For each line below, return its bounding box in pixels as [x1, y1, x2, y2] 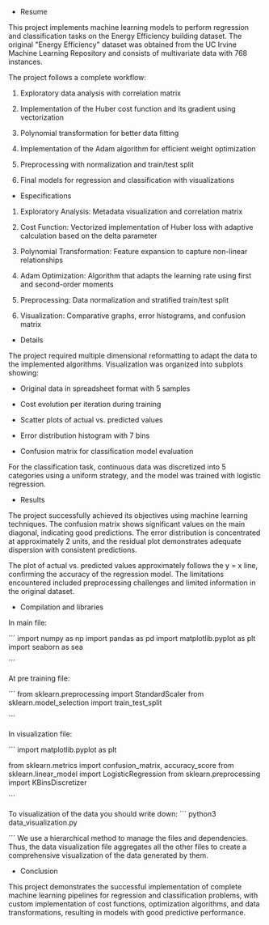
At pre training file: [8, 673, 70, 683]
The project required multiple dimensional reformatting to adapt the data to [8, 351, 258, 360]
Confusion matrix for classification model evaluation [19, 447, 194, 456]
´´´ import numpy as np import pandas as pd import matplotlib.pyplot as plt [8, 634, 256, 643]
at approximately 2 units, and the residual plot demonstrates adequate [8, 537, 242, 545]
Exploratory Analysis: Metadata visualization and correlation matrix [19, 206, 243, 216]
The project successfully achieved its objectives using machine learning [8, 511, 249, 520]
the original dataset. [8, 587, 75, 596]
